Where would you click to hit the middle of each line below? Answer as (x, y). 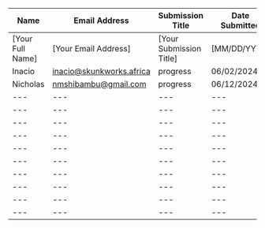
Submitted (241, 25)
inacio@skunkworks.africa (102, 71)
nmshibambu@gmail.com (99, 84)
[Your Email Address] (92, 49)
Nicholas (28, 84)
